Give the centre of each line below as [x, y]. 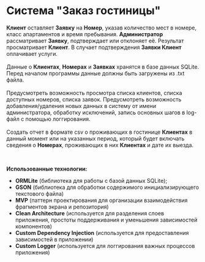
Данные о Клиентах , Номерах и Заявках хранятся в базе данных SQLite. [103, 67]
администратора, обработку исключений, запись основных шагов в [96, 112]
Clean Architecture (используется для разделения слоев [89, 213]
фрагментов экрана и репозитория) [62, 207]
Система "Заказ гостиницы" [84, 11]
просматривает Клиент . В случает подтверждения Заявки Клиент [94, 47]
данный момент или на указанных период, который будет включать [95, 138]
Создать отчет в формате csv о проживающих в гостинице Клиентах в [99, 132]
